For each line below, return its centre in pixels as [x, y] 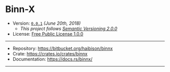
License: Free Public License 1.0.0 [48, 34]
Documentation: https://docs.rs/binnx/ [52, 59]
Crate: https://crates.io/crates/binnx [50, 53]
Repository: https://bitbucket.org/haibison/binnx [62, 48]
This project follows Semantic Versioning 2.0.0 [69, 28]
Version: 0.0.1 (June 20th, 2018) [47, 23]
